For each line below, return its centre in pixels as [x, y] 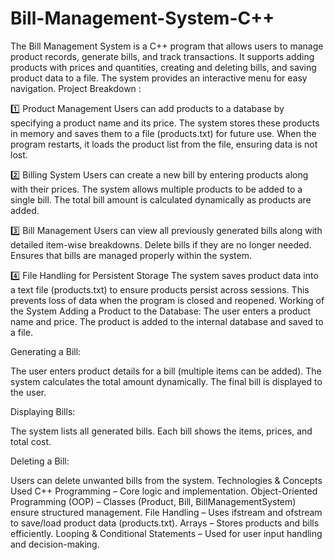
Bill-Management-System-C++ [142, 18]
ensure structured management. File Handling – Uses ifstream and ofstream [166, 512]
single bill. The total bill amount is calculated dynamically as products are [161, 199]
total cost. [31, 441]
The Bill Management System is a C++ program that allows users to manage [167, 46]
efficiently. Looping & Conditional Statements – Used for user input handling [166, 533]
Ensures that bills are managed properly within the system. [131, 255]
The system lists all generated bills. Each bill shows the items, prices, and [161, 431]
